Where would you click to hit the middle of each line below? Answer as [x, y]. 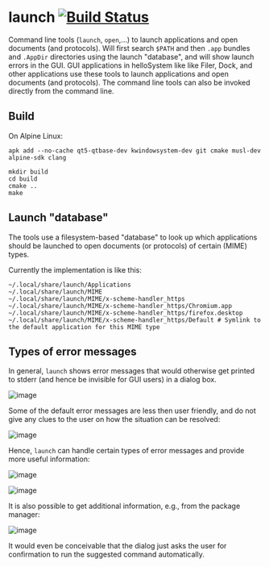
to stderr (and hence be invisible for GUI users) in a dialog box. [113, 380]
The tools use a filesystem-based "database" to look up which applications [133, 237]
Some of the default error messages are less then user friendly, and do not [132, 411]
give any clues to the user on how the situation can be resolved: [114, 419]
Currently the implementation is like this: [75, 269]
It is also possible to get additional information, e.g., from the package [124, 506]
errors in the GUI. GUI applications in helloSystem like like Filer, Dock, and [130, 65]
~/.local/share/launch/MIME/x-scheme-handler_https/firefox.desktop [126, 313]
